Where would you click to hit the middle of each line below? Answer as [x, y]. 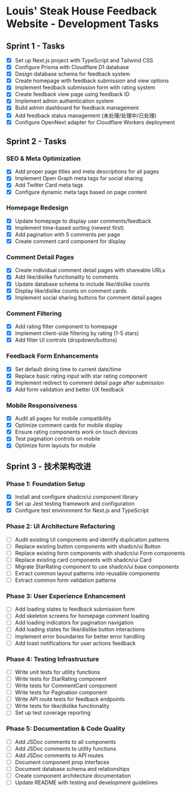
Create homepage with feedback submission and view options [92, 81]
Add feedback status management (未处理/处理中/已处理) [86, 115]
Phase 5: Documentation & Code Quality [66, 729]
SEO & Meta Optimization [43, 159]
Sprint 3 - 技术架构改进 [49, 466]
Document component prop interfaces [62, 762]
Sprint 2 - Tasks [37, 141]
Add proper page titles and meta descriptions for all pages [87, 172]
